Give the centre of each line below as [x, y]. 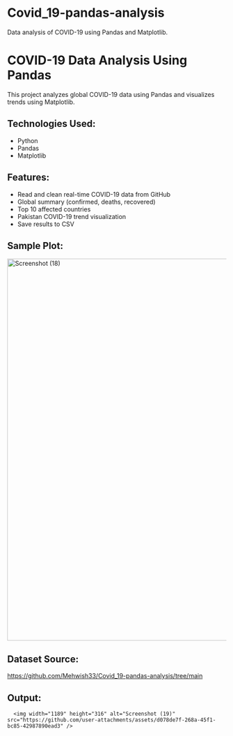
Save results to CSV [46, 224]
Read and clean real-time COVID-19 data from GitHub [94, 194]
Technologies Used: [51, 124]
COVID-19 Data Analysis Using [97, 60]
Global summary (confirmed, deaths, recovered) [86, 202]
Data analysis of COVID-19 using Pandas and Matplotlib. [88, 32]
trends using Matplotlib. [41, 102]
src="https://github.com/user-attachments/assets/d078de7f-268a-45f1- [112, 720]
